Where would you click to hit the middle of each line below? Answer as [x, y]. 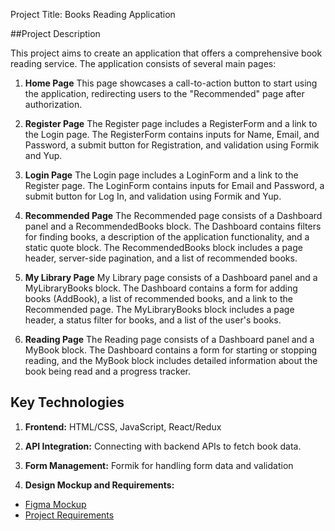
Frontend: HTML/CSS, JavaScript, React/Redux [123, 426]
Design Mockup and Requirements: [99, 485]
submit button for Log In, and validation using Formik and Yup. [153, 196]
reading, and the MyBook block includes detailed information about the [171, 360]
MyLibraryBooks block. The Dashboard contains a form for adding [161, 288]
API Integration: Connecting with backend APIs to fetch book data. [163, 446]
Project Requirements [69, 515]
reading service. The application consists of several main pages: [143, 63]
